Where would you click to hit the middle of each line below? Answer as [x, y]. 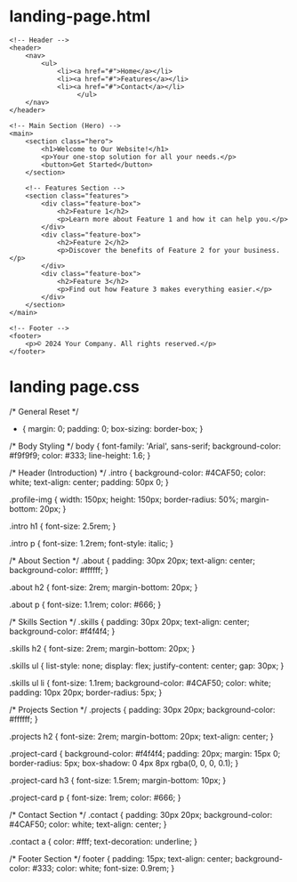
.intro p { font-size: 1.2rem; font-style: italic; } [92, 543]
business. [262, 250]
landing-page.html [80, 16]
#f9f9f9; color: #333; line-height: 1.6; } [80, 455]
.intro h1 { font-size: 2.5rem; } [63, 526]
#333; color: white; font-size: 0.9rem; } [104, 868]
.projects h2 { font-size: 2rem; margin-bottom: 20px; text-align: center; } [141, 736]
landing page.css [75, 387]
